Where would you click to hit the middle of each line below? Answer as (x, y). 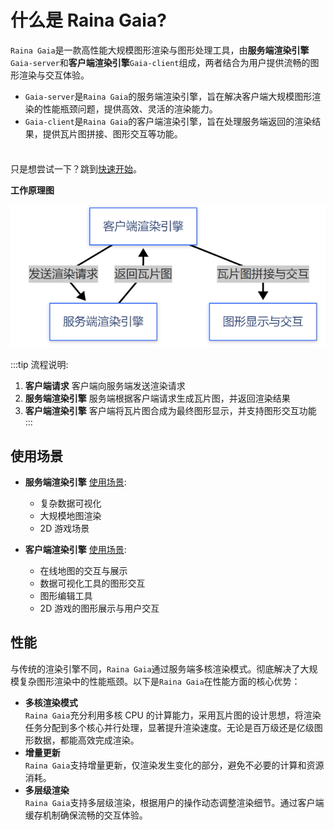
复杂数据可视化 (70, 503)
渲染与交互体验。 (54, 75)
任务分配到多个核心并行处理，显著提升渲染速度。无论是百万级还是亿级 (169, 727)
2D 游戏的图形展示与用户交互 (99, 608)
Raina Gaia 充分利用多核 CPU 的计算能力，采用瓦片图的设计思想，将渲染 (173, 715)
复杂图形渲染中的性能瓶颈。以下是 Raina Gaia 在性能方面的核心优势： (159, 681)
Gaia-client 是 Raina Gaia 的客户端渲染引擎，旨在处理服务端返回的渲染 (168, 121)
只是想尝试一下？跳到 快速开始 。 (76, 168)
